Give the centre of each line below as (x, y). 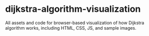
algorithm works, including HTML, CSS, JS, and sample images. (71, 28)
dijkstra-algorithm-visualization (73, 9)
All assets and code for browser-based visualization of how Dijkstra (75, 23)
